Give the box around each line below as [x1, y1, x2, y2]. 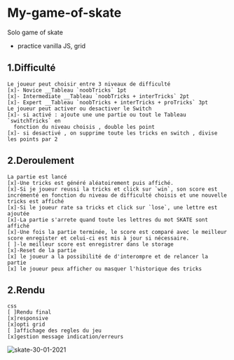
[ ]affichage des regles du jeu [7, 327, 102, 334]
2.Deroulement [7, 155, 75, 167]
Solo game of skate [7, 28, 63, 36]
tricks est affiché [7, 198, 64, 205]
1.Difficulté [7, 62, 56, 74]
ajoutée [7, 210, 30, 217]
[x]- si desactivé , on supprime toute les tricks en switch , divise [7, 130, 218, 137]
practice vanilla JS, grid [17, 41, 86, 50]
